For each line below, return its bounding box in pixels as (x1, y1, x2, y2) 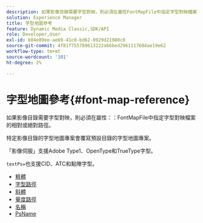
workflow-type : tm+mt (6, 48, 61, 55)
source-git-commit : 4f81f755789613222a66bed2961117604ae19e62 (6, 43, 166, 49)
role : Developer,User (6, 32, 61, 38)
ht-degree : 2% (6, 59, 42, 65)
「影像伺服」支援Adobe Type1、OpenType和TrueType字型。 (6, 147, 156, 155)
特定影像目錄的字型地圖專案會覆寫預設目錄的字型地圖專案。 (6, 135, 155, 142)
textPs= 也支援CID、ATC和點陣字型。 (6, 160, 98, 167)
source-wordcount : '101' (6, 54, 69, 60)
